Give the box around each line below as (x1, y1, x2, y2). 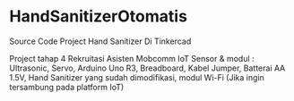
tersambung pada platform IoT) (9, 81, 125, 92)
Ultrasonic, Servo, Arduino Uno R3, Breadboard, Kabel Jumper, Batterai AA (9, 63, 286, 73)
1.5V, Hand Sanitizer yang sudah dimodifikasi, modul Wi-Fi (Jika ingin (9, 72, 264, 82)
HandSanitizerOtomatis (9, 6, 188, 27)
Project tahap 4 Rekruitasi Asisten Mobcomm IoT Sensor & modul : (9, 53, 255, 63)
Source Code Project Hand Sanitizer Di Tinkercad (9, 36, 192, 46)
